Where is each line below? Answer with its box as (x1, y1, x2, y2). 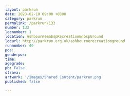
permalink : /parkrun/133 (5, 20, 56, 26)
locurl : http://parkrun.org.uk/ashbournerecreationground (5, 39, 125, 44)
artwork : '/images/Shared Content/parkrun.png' (5, 75, 104, 80)
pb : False (5, 66, 25, 71)
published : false (5, 79, 40, 84)
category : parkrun (5, 16, 42, 21)
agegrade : (5, 61, 25, 66)
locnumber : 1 (5, 30, 32, 34)
